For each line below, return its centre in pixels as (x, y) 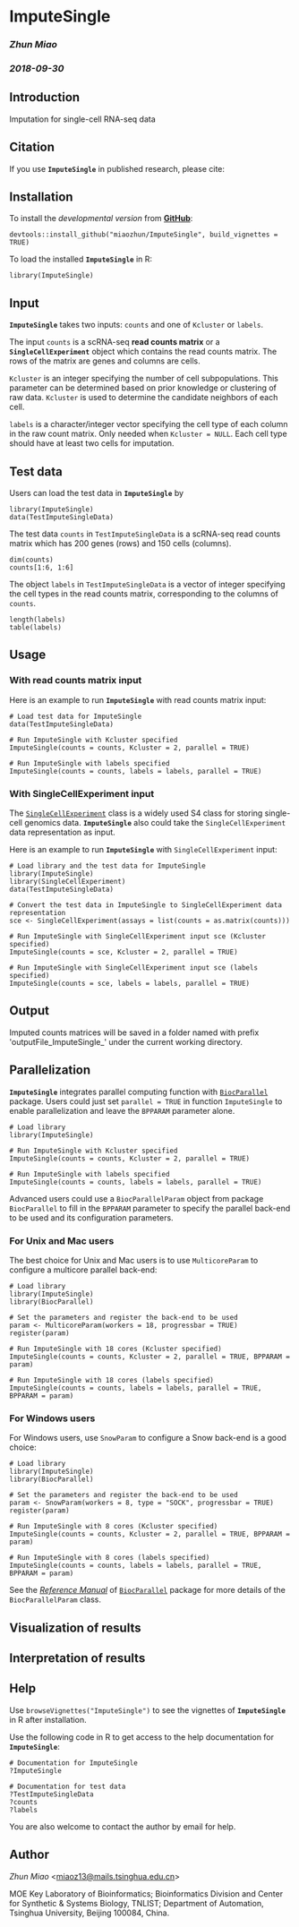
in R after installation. (48, 1719)
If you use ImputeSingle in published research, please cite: (117, 168)
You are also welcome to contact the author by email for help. (123, 1826)
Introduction (45, 97)
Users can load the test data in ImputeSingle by (97, 493)
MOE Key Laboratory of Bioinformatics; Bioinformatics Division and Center (146, 1893)
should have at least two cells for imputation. (92, 443)
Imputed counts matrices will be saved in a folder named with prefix (134, 1032)
